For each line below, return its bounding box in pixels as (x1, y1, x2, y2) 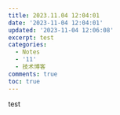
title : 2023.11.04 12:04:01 (8, 11, 100, 20)
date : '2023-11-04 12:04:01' (8, 19, 104, 27)
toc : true (8, 77, 41, 85)
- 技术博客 (15, 63, 46, 71)
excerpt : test (8, 33, 55, 42)
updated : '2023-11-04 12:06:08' (8, 26, 114, 34)
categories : (8, 41, 47, 49)
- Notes (15, 48, 41, 56)
